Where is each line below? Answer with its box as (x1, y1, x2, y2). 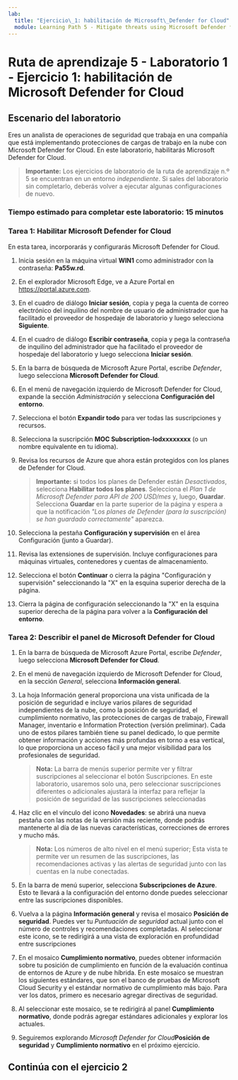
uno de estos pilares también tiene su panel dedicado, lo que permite (18, 728, 220, 736)
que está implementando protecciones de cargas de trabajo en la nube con (8, 139, 227, 147)
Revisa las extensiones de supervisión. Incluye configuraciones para (18, 550, 218, 558)
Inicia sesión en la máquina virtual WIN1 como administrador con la (18, 256, 214, 265)
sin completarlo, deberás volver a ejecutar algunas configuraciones (25, 182, 222, 191)
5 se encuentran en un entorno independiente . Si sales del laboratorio (25, 175, 229, 183)
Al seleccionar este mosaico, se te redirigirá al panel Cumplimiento (18, 1004, 215, 1013)
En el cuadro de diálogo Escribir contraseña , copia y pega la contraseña (18, 335, 230, 343)
